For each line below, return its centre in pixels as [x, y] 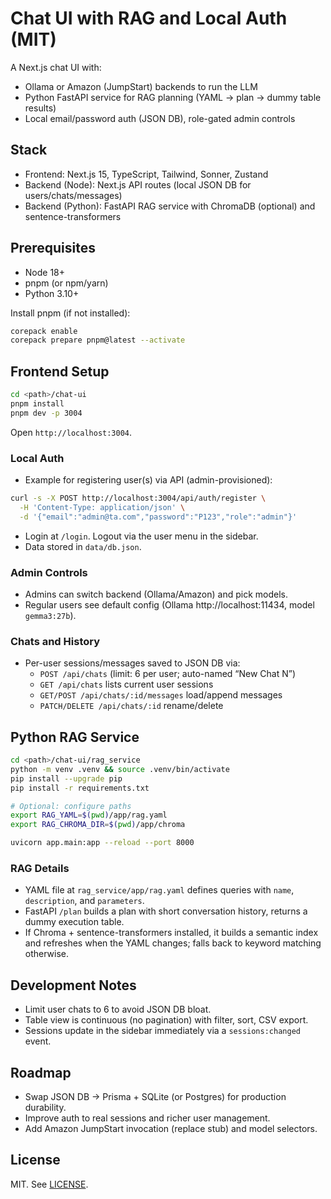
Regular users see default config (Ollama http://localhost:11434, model [169, 604]
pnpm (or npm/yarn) [66, 283]
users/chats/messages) [73, 195]
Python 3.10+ [52, 293]
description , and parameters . [84, 901]
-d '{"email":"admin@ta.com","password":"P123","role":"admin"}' [158, 517]
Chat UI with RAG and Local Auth [149, 18]
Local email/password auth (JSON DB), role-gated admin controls [160, 118]
